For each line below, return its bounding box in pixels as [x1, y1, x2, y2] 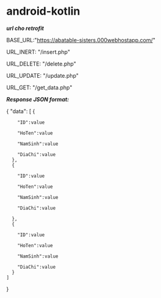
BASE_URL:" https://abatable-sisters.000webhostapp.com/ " [6, 36, 156, 43]
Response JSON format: [6, 95, 70, 103]
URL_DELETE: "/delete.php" [6, 60, 76, 67]
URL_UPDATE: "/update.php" [6, 72, 79, 79]
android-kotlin [6, 4, 80, 18]
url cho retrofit [6, 24, 45, 32]
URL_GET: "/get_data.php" [6, 84, 73, 91]
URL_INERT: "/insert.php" [6, 48, 71, 56]
